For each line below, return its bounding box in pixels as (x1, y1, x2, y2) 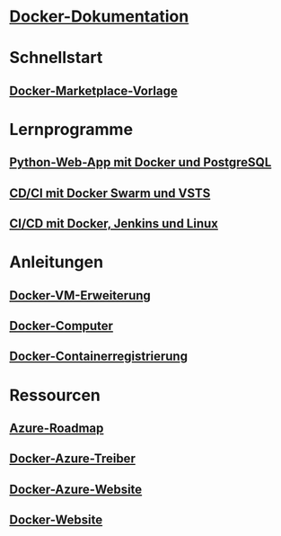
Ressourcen (9, 385, 101, 406)
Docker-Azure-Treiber (9, 451, 136, 467)
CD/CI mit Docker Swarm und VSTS (9, 185, 211, 201)
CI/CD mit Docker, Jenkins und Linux (9, 216, 218, 231)
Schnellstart (9, 48, 103, 68)
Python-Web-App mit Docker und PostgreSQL (9, 155, 272, 170)
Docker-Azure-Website (9, 481, 143, 496)
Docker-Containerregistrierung (9, 349, 189, 364)
